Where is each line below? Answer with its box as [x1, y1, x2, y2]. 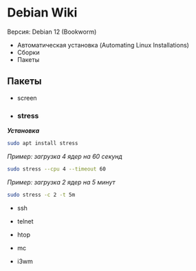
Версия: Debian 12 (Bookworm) [7, 28, 97, 36]
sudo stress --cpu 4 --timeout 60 [7, 165, 107, 173]
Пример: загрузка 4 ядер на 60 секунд [7, 152, 122, 160]
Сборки [17, 48, 40, 56]
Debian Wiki [7, 5, 78, 21]
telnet [17, 217, 34, 225]
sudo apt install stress [7, 140, 78, 147]
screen [17, 94, 37, 102]
